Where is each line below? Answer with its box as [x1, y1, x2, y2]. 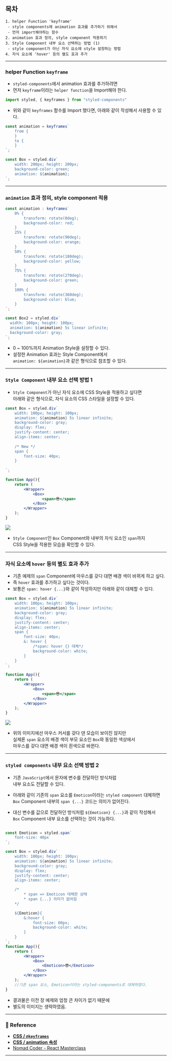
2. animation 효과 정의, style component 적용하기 [5, 35, 107, 40]
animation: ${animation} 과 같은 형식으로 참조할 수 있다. [12, 358, 127, 364]
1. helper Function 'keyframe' [5, 18, 72, 24]
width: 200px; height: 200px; [14, 162, 79, 167]
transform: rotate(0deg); [24, 215, 79, 221]
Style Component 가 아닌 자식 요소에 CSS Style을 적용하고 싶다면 [12, 389, 142, 395]
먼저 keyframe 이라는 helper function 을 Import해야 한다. [12, 87, 127, 94]
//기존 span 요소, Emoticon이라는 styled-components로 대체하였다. [14, 982, 147, 988]
